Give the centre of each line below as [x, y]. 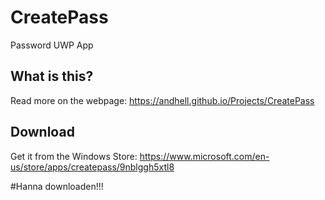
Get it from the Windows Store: [74, 156]
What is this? [52, 76]
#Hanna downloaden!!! [57, 186]
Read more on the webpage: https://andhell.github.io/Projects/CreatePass [162, 100]
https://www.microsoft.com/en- [204, 156]
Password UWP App [52, 45]
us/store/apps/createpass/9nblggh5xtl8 [92, 167]
